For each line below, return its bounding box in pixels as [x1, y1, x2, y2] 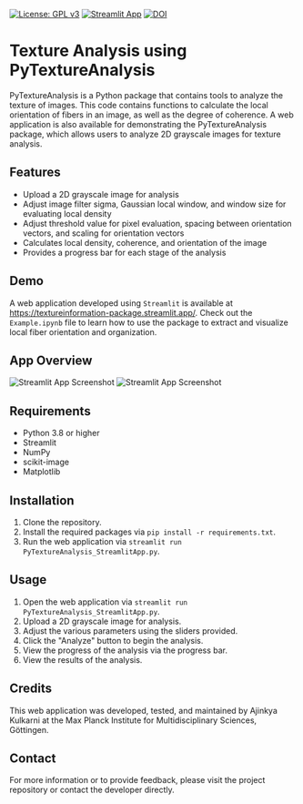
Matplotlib [22, 466, 61, 477]
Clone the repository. [22, 517, 102, 527]
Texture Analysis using [9, 41, 187, 61]
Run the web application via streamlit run [22, 536, 182, 546]
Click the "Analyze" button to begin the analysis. [22, 635, 204, 646]
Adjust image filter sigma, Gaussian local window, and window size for [22, 198, 287, 209]
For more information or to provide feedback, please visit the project [9, 775, 266, 786]
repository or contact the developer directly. [9, 784, 175, 796]
